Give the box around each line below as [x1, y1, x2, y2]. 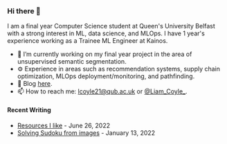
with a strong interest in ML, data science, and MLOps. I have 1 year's [7, 29, 206, 37]
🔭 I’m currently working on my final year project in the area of [17, 50, 192, 58]
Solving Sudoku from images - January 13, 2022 [17, 128, 156, 137]
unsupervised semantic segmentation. [17, 57, 127, 66]
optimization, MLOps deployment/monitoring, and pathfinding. [17, 72, 195, 80]
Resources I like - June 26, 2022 [17, 121, 111, 129]
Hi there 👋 [7, 6, 42, 16]
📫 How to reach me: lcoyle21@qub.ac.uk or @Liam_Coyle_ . [17, 87, 188, 96]
